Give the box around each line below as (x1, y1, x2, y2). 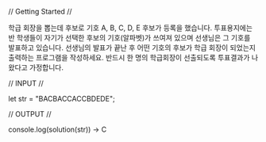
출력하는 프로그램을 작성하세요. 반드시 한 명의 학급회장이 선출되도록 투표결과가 (8, 53, 250, 62)
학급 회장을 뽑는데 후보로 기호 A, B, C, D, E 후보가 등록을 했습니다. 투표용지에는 (8, 23, 253, 33)
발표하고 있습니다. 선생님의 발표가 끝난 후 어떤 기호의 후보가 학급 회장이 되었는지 (8, 43, 256, 52)
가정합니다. (29, 63, 64, 72)
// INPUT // (8, 79, 44, 88)
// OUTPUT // (8, 109, 52, 118)
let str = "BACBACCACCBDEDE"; (8, 94, 115, 103)
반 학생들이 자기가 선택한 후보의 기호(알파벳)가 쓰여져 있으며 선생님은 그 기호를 (8, 33, 251, 42)
